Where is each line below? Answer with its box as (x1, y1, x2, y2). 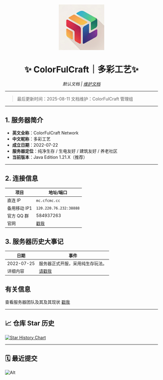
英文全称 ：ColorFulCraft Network (12, 130, 79, 136)
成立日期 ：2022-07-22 (12, 142, 58, 148)
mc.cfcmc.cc (36, 198, 61, 203)
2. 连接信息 (5, 174, 38, 183)
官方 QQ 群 (7, 213, 29, 219)
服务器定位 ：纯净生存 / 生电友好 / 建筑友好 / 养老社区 (12, 148, 118, 154)
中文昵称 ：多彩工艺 (12, 136, 51, 142)
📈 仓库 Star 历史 (5, 319, 55, 328)
